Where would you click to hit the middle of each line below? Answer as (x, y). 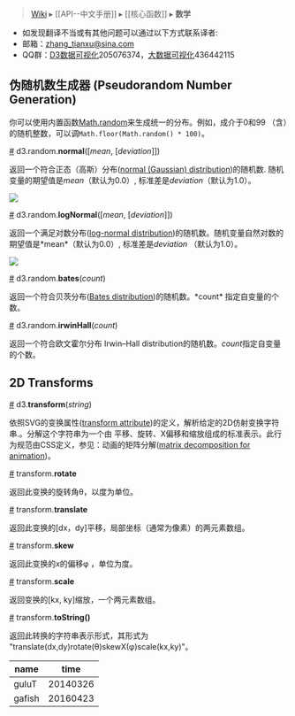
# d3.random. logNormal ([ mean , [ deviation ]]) (91, 214)
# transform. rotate (43, 473)
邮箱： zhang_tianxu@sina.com (78, 44)
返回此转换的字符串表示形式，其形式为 (79, 635)
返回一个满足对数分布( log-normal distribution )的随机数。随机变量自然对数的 (147, 233)
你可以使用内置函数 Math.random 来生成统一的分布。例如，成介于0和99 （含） (148, 122)
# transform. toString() (50, 617)
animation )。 (32, 456)
